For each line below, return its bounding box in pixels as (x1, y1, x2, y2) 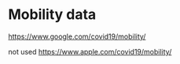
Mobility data (8, 6, 97, 24)
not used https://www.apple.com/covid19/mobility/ (8, 47, 172, 56)
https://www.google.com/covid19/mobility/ (8, 32, 146, 41)
